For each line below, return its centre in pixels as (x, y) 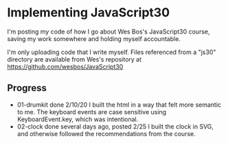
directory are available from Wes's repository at (75, 59)
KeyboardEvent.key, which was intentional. (78, 119)
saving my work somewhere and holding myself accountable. (94, 38)
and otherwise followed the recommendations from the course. (106, 133)
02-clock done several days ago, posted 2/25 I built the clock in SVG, (115, 126)
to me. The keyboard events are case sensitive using (92, 112)
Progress (27, 88)
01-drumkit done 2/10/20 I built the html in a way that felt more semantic (119, 105)
